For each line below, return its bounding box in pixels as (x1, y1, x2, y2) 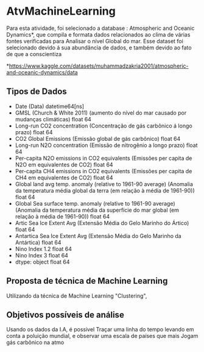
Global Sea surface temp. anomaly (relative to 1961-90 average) (15, 199, 175, 207)
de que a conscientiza (6, 50, 62, 57)
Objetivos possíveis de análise (6, 309, 125, 320)
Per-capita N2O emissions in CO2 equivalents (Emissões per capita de (15, 154, 192, 162)
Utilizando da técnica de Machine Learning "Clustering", (6, 292, 147, 300)
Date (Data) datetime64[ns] (15, 102, 84, 110)
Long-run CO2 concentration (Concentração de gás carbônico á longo (15, 122, 193, 129)
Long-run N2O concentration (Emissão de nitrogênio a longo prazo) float (15, 142, 198, 149)
